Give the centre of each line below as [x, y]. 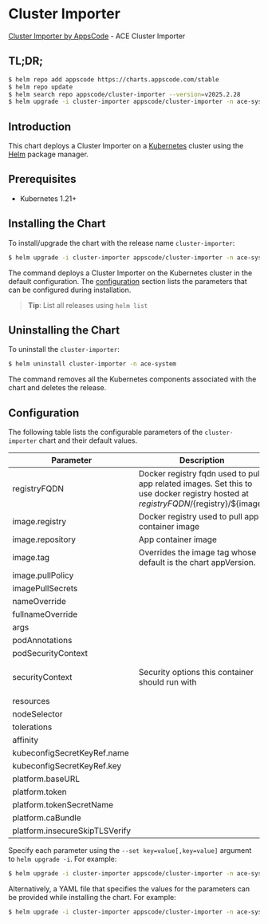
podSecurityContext [50, 654]
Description [202, 460]
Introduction [40, 126]
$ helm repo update [41, 87]
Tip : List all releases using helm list [88, 305]
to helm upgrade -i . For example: [63, 859]
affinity [25, 740]
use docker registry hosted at [193, 494]
